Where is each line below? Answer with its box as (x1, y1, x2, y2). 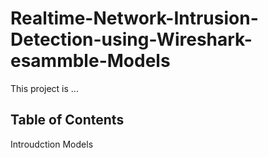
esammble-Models (10, 50, 171, 72)
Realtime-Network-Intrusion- (10, 7, 259, 30)
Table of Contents (10, 112, 125, 129)
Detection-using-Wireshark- (10, 28, 253, 51)
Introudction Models (10, 138, 94, 150)
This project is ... (10, 82, 79, 94)
